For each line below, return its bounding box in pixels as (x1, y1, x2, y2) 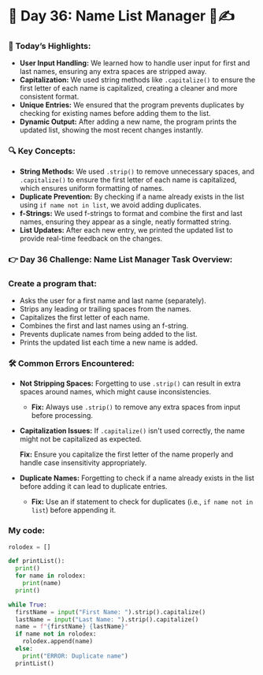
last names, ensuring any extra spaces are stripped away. (19, 67, 207, 76)
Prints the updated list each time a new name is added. (19, 337, 198, 347)
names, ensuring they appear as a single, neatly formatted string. (19, 217, 232, 226)
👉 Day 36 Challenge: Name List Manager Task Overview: (8, 254, 233, 265)
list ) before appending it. (31, 505, 117, 515)
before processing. (31, 411, 93, 420)
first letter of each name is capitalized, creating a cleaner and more (19, 84, 238, 93)
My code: (8, 525, 46, 536)
